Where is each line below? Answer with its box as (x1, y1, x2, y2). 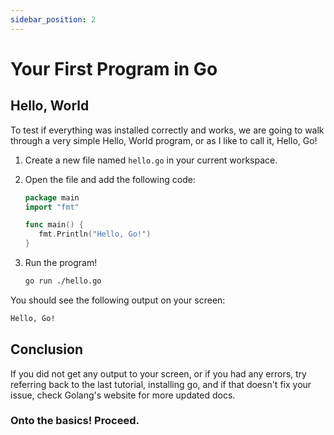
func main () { (24, 220, 84, 230)
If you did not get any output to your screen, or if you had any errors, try (10, 367, 307, 380)
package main (24, 192, 80, 203)
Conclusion (10, 341, 84, 358)
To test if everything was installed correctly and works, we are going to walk (10, 124, 325, 136)
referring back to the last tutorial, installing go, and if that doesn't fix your (10, 378, 312, 390)
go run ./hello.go (24, 276, 102, 286)
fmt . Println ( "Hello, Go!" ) (38, 229, 152, 240)
